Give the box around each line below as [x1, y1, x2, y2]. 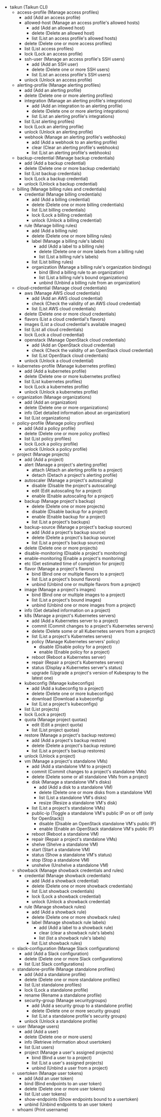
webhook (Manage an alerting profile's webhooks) [24, 134, 126, 140]
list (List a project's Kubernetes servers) [31, 633, 113, 639]
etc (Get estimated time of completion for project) [24, 560, 125, 566]
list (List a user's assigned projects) [31, 1060, 104, 1066]
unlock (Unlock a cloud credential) [24, 358, 94, 364]
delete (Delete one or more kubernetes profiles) [24, 373, 121, 379]
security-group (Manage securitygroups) [24, 998, 107, 1003]
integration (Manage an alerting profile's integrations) [24, 98, 132, 103]
